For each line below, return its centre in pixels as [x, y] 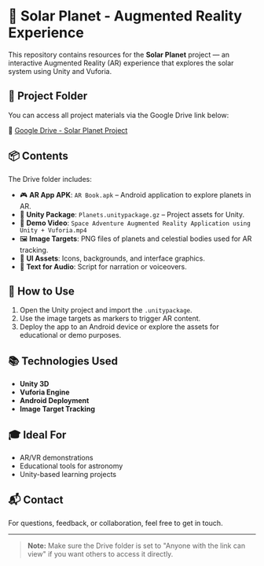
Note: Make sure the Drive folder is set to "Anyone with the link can [136, 546]
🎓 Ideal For [37, 435]
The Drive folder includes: [50, 179]
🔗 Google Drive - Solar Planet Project [68, 130]
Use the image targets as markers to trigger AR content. [110, 319]
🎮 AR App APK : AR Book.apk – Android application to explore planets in [135, 194]
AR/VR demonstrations [56, 457]
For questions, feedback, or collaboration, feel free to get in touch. [115, 523]
